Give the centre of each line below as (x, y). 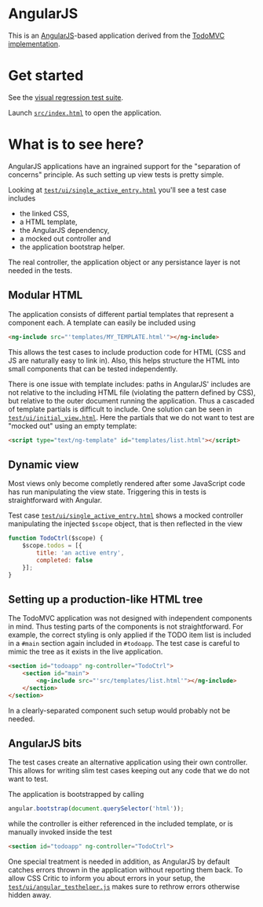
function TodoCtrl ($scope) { (56, 538)
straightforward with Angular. (55, 500)
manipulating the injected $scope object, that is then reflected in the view (126, 524)
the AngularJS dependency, (64, 230)
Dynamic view (44, 465)
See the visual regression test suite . (66, 97)
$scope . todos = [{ (52, 546)
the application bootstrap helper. (72, 247)
